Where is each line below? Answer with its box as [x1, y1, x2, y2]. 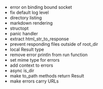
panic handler [9, 31, 38, 36]
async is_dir [9, 68, 35, 74]
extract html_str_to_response [9, 36, 69, 42]
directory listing [9, 15, 42, 20]
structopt [9, 25, 29, 31]
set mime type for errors [9, 57, 60, 63]
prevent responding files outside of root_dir [9, 41, 98, 47]
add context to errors [9, 62, 53, 68]
